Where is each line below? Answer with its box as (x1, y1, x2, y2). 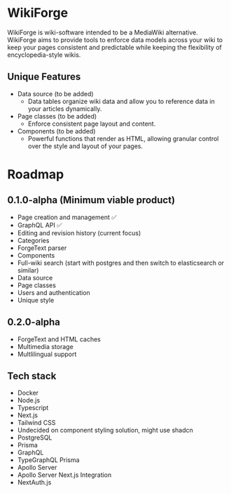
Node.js (17, 396, 41, 405)
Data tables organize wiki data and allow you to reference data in (27, 97, 215, 105)
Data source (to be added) (17, 89, 94, 98)
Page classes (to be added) (17, 112, 97, 120)
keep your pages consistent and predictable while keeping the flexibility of (7, 43, 222, 51)
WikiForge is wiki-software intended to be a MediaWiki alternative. (7, 28, 198, 37)
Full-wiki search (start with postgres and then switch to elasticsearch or (17, 258, 225, 267)
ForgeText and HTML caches (17, 335, 101, 343)
